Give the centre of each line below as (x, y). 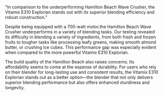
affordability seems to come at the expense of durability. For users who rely (81, 67)
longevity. (15, 87)
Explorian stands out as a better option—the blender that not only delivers (79, 77)
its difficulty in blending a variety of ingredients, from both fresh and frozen (81, 37)
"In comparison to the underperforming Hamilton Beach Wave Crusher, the (80, 7)
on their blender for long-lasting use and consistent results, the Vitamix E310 (82, 72)
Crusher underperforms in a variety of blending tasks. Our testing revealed (80, 32)
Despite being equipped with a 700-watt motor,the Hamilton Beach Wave (78, 27)
